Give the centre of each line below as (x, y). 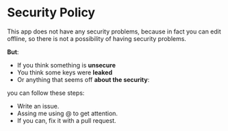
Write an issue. (38, 106)
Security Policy (51, 13)
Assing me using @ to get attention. (67, 113)
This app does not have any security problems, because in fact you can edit (114, 31)
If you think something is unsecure (66, 65)
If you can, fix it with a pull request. (66, 120)
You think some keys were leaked (65, 72)
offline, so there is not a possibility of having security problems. (97, 38)
